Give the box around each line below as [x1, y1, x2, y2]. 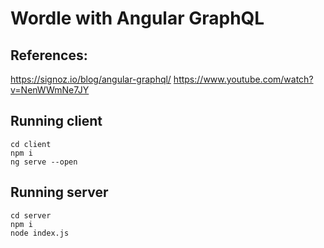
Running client [10, 113, 103, 130]
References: [10, 47, 88, 64]
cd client [10, 139, 52, 149]
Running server [10, 184, 109, 201]
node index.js [10, 228, 70, 238]
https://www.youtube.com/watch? [173, 73, 314, 85]
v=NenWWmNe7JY [10, 84, 90, 96]
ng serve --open [10, 157, 78, 167]
